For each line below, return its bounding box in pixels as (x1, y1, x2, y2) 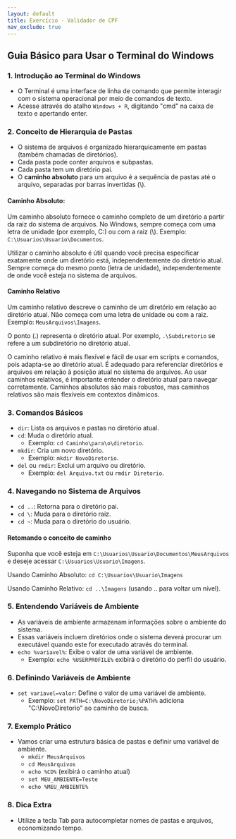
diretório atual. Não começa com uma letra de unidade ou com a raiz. (7, 310, 209, 318)
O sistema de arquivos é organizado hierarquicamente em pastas (17, 143, 207, 152)
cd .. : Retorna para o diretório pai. (17, 502, 119, 511)
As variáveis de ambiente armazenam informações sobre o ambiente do (17, 617, 227, 626)
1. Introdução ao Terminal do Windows (7, 71, 141, 80)
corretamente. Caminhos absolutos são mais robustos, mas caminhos (7, 382, 210, 391)
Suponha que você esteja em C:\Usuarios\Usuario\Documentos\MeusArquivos (7, 549, 230, 557)
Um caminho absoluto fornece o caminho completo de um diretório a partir (7, 212, 225, 221)
